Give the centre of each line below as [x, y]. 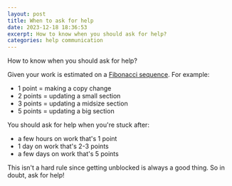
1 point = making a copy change [64, 88]
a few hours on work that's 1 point [67, 139]
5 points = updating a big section [66, 111]
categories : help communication [55, 41]
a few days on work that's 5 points [68, 154]
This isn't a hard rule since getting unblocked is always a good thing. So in [116, 167]
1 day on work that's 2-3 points [63, 146]
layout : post [27, 14]
